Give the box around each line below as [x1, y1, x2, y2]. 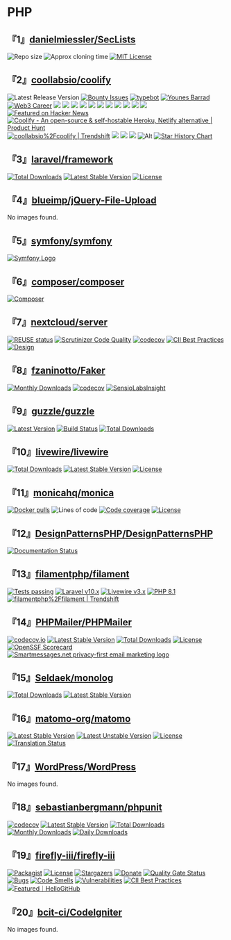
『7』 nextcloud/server [7, 317, 108, 329]
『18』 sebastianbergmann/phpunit [7, 802, 162, 814]
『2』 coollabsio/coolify [7, 74, 112, 86]
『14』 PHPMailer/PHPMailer [7, 616, 132, 629]
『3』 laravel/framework [7, 154, 113, 165]
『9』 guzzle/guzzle [7, 406, 95, 418]
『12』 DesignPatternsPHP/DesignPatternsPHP [7, 527, 214, 539]
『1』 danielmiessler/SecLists [7, 33, 136, 45]
